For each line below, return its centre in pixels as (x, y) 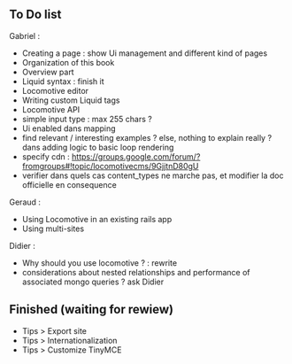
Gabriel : (25, 35)
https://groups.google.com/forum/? (136, 156)
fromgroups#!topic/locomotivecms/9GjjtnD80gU (110, 166)
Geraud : (25, 202)
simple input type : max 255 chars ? (87, 119)
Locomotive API (51, 109)
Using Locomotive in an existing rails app (97, 219)
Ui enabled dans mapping (69, 128)
